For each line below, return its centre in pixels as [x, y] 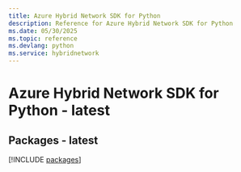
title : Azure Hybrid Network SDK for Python [85, 16]
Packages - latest [53, 140]
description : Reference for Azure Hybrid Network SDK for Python [120, 23]
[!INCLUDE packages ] [45, 159]
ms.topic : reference [43, 38]
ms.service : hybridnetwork [54, 53]
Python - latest [59, 111]
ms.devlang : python [41, 46]
